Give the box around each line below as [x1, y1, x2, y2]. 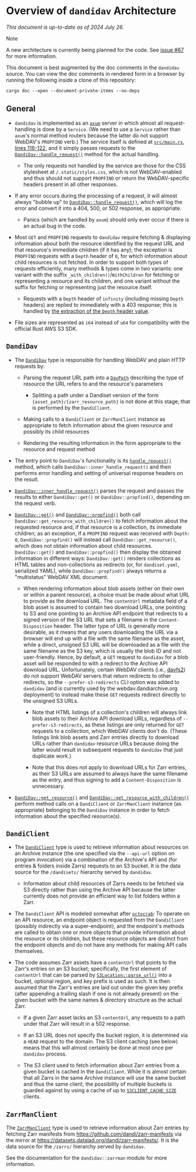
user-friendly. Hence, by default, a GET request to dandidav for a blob [23, 654, 188, 661]
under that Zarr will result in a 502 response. [23, 1020, 130, 1027]
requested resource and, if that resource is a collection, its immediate [14, 523, 182, 530]
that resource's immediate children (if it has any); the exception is [14, 246, 173, 253]
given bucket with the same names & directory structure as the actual [14, 996, 183, 1003]
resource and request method [23, 446, 95, 453]
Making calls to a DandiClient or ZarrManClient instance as [23, 416, 166, 423]
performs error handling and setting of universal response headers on [14, 469, 183, 477]
